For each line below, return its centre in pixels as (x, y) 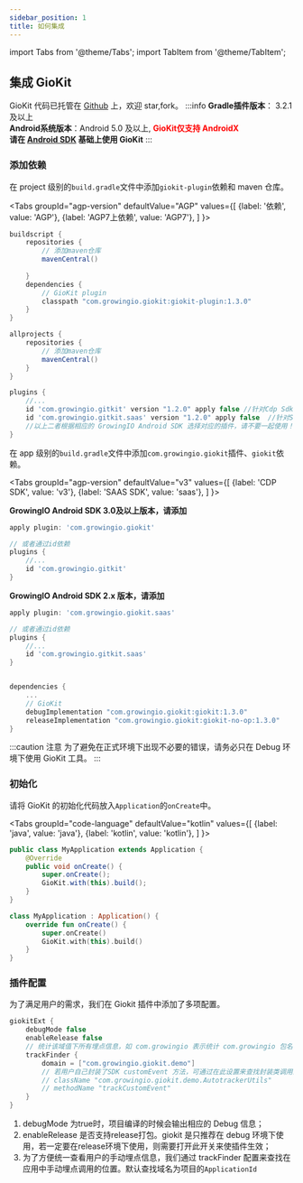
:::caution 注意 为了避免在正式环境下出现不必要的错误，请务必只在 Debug (145, 747)
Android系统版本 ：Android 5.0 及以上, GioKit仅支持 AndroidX (124, 128)
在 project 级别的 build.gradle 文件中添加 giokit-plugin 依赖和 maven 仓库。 (149, 187)
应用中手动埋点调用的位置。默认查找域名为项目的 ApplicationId (139, 1169)
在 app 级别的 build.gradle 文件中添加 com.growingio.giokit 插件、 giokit (143, 453)
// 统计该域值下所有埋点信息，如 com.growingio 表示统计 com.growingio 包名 (159, 1047)
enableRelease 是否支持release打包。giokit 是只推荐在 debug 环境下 (149, 1135)
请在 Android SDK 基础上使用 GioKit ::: (81, 140)
